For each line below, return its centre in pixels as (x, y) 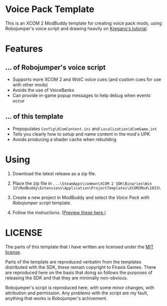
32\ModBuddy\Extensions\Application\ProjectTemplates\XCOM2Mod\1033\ (87, 188)
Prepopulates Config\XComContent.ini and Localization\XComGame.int (85, 129)
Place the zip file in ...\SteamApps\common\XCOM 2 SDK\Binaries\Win (82, 183)
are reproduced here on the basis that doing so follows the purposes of (79, 272)
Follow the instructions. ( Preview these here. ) (59, 213)
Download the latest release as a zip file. (54, 173)
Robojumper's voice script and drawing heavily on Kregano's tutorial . (76, 28)
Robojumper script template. (42, 202)
